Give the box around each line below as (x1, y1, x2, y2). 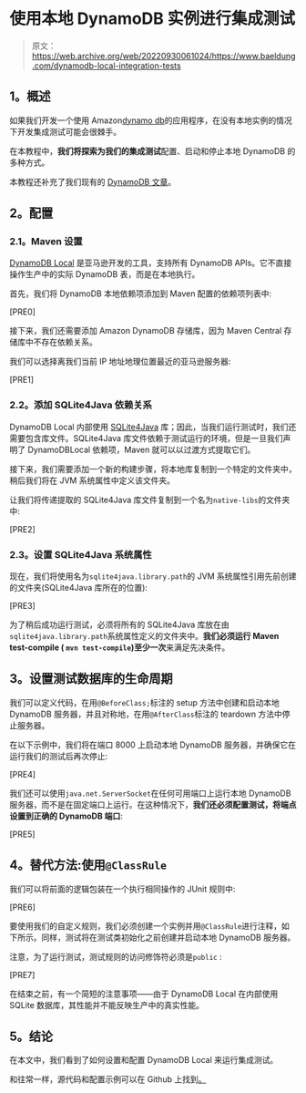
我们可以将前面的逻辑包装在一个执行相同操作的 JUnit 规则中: (9, 883, 236, 894)
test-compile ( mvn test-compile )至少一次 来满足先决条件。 (9, 642, 230, 653)
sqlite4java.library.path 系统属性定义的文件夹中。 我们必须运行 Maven (9, 631, 280, 642)
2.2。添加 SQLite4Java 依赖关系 (9, 398, 153, 411)
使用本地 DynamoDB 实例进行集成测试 (9, 8, 296, 29)
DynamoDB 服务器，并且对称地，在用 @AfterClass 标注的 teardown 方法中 (9, 708, 282, 719)
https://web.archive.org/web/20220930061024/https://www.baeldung (31, 50, 296, 61)
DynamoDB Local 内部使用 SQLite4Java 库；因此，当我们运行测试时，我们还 (9, 421, 297, 432)
